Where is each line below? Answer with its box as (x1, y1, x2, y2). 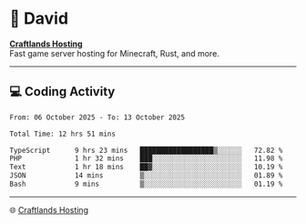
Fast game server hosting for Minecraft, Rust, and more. (9, 47, 220, 58)
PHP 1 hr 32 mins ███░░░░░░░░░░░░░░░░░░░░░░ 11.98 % (9, 154, 283, 163)
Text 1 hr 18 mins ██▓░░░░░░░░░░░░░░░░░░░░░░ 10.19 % (9, 163, 283, 172)
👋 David (9, 8, 69, 29)
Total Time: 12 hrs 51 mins (9, 129, 117, 138)
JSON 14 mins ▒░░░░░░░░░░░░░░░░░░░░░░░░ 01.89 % (9, 171, 283, 180)
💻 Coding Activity (9, 84, 116, 99)
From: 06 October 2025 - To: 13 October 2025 (9, 113, 185, 122)
